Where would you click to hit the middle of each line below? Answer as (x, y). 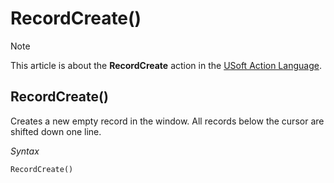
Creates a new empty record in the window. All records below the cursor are (167, 121)
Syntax (25, 151)
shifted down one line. (56, 131)
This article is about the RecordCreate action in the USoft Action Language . (166, 65)
